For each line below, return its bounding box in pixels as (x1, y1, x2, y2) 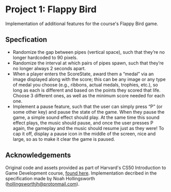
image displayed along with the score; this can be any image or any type (12, 76, 166, 82)
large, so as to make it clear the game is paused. (12, 136, 115, 142)
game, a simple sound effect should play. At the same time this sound (12, 114, 160, 120)
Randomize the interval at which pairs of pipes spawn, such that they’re (12, 60, 164, 66)
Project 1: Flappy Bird (5, 4, 97, 15)
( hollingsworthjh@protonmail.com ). (5, 181, 80, 187)
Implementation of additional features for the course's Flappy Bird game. (5, 20, 159, 27)
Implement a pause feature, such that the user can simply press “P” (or (12, 103, 163, 110)
